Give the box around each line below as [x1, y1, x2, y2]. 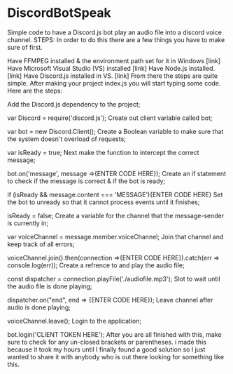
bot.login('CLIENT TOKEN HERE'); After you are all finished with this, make [7, 330, 222, 338]
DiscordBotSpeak [7, 5, 111, 21]
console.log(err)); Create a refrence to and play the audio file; [7, 261, 185, 269]
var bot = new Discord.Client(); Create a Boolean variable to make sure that [7, 127, 224, 135]
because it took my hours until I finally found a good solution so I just [7, 345, 206, 354]
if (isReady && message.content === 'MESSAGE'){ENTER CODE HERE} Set [7, 190, 223, 199]
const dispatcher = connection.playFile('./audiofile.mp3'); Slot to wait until [7, 274, 220, 283]
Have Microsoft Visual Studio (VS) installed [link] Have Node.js [7, 64, 188, 72]
